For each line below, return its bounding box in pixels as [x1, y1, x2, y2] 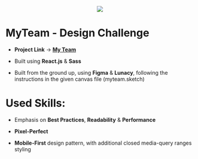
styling [14, 145, 31, 152]
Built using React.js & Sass [14, 57, 81, 65]
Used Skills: [5, 96, 66, 110]
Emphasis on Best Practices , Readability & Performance [14, 116, 156, 123]
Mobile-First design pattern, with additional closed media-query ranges [14, 139, 192, 146]
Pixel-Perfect [14, 127, 48, 134]
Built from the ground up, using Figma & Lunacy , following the [14, 69, 168, 76]
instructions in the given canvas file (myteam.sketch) [14, 75, 145, 82]
